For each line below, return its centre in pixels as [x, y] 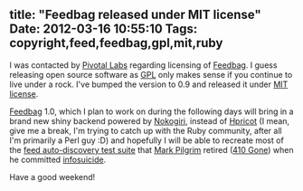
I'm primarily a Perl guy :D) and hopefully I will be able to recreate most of [147, 140]
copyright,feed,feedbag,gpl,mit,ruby [116, 43]
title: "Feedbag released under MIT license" [136, 15]
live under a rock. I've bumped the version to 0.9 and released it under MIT [149, 84]
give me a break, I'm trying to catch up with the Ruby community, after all [146, 130]
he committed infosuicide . [58, 159]
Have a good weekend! [52, 177]
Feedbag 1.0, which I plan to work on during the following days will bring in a [151, 111]
